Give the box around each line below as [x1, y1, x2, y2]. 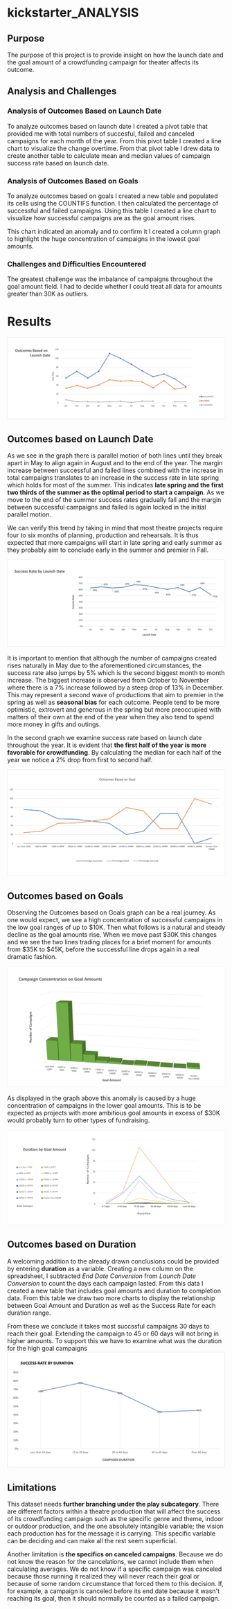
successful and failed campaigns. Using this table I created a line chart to [7, 206, 217, 215]
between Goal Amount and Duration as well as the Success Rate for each [7, 1301, 216, 1309]
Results [7, 314, 52, 330]
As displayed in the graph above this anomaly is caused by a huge [7, 1094, 196, 1102]
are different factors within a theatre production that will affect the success [7, 1507, 221, 1516]
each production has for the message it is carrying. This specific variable [7, 1529, 216, 1538]
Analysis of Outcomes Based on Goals [7, 176, 139, 186]
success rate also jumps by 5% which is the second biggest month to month [7, 668, 225, 676]
